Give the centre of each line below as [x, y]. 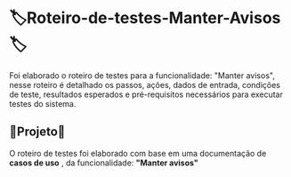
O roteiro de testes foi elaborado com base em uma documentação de [138, 153]
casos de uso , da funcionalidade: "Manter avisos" [104, 163]
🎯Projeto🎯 [37, 132]
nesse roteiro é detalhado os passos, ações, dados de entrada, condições [145, 84]
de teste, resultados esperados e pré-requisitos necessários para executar [146, 94]
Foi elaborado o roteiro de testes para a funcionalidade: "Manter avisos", [142, 75]
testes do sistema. [43, 103]
